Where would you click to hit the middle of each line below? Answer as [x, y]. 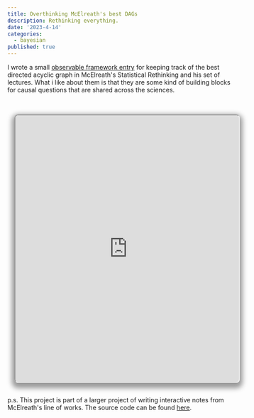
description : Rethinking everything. [63, 21]
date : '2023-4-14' [34, 27]
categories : [25, 34]
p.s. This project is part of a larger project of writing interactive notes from [116, 400]
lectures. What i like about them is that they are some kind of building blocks [119, 82]
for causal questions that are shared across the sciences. [91, 90]
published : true [31, 47]
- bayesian [30, 41]
